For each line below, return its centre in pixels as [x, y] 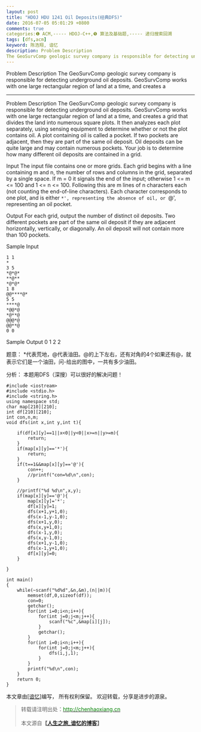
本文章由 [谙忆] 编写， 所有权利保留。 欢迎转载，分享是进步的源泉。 [88, 696]
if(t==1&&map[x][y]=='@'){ [51, 464]
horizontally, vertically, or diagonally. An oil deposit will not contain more [95, 228]
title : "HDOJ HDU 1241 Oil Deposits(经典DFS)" [64, 17]
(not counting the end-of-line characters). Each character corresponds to [97, 191]
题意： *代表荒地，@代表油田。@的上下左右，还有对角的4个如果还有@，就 [99, 354]
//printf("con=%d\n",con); [61, 475]
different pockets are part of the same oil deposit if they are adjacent [91, 222]
